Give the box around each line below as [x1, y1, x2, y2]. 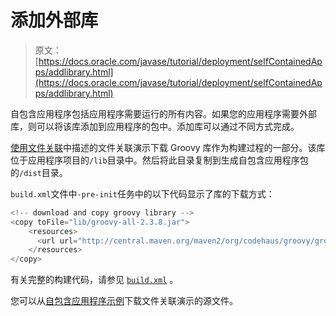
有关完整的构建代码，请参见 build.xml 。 [10, 274, 179, 286]
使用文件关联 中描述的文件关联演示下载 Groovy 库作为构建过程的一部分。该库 [10, 141, 326, 153]
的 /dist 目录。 [10, 166, 68, 178]
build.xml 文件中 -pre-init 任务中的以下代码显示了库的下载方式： [10, 187, 275, 200]
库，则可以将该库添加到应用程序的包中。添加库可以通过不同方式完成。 [10, 120, 300, 132]
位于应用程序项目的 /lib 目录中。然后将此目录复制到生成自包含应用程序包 [10, 154, 309, 166]
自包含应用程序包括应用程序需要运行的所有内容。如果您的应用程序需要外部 [10, 107, 317, 120]
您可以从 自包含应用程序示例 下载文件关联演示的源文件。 [10, 295, 238, 307]
